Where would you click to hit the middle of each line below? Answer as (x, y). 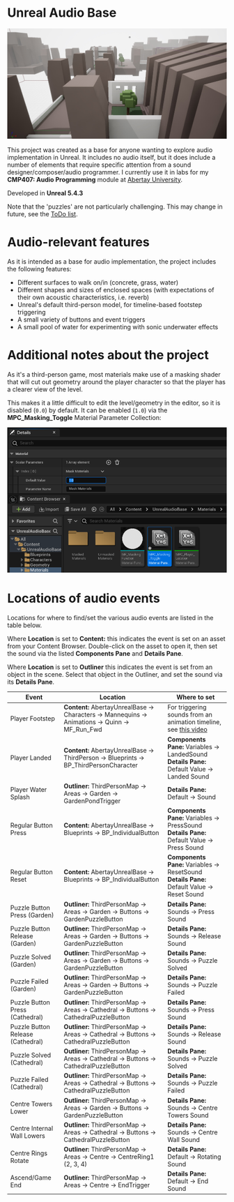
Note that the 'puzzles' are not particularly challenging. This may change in (115, 206)
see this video (187, 730)
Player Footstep (33, 718)
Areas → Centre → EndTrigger (107, 1185)
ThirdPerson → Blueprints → (104, 758)
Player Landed (31, 758)
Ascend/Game (31, 1178)
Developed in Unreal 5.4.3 (45, 193)
